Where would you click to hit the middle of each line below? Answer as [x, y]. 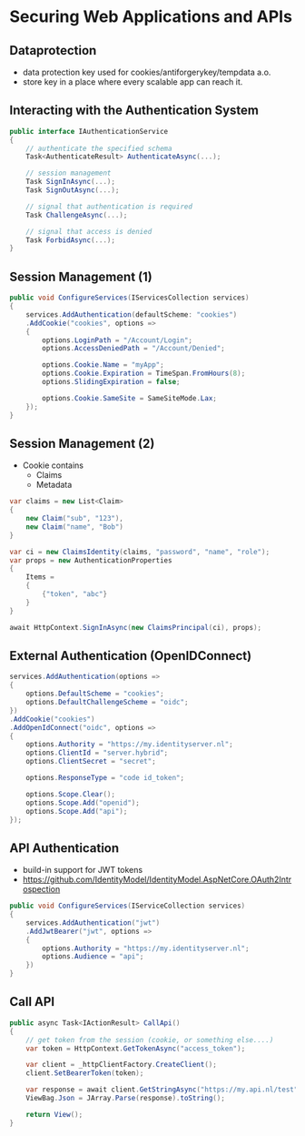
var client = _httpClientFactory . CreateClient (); [122, 1065]
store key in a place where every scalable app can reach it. [133, 82]
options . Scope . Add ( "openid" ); [83, 803]
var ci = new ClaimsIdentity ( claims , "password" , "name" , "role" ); [140, 552]
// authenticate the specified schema [99, 148]
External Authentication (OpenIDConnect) [131, 656]
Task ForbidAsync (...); [71, 240]
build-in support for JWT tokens [83, 870]
